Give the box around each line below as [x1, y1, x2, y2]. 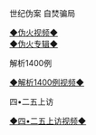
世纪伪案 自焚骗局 [9, 8, 75, 18]
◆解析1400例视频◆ [9, 77, 84, 88]
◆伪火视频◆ [9, 27, 59, 38]
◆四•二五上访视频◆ [9, 116, 87, 126]
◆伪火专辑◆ [9, 39, 59, 49]
